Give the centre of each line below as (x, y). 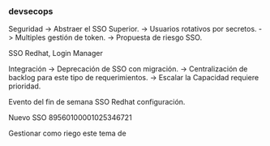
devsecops (31, 11)
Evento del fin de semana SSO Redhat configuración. (97, 102)
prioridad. (25, 86)
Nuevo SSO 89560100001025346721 (70, 118)
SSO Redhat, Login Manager (56, 54)
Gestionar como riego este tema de (68, 133)
